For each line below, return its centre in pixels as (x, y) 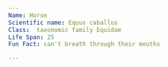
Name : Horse (28, 15)
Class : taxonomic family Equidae (65, 30)
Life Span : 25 (32, 37)
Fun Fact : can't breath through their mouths (84, 44)
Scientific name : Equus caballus (63, 23)
